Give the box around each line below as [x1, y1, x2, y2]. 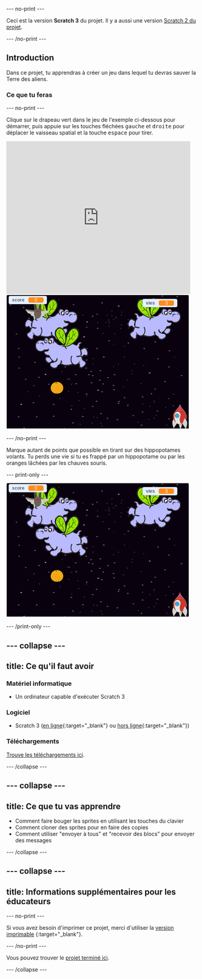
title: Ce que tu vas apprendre [6, 801, 121, 811]
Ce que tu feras [6, 91, 53, 99]
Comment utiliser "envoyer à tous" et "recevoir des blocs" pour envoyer [15, 830, 195, 837]
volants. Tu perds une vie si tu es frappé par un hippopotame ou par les [6, 453, 185, 460]
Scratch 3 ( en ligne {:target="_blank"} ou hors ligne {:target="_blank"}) [15, 722, 190, 729]
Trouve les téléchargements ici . [6, 751, 85, 758]
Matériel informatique [6, 679, 72, 688]
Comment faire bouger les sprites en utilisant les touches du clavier [15, 817, 184, 825]
